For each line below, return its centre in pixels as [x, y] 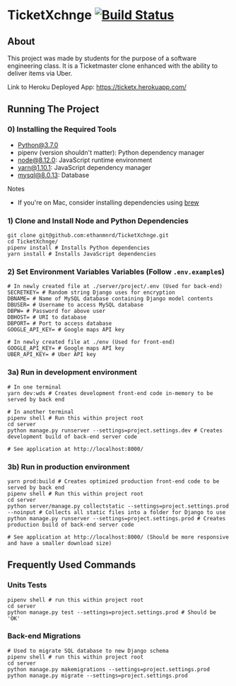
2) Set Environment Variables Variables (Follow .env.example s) [116, 271]
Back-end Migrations [44, 636]
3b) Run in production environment [69, 467]
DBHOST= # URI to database [47, 318]
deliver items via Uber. [40, 73]
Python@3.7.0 [38, 144]
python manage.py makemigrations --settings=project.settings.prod [109, 669]
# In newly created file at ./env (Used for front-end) [91, 342]
